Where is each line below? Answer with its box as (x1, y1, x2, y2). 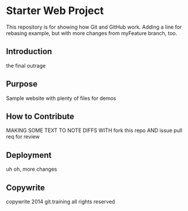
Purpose (6, 79, 38, 89)
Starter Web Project (6, 4, 104, 18)
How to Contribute (6, 111, 75, 121)
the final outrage (6, 62, 46, 69)
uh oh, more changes (6, 165, 57, 173)
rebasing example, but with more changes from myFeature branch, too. (6, 29, 177, 36)
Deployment (6, 150, 52, 160)
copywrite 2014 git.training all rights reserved (6, 198, 116, 205)
